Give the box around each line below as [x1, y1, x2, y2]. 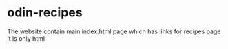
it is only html [7, 34, 45, 42]
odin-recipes [7, 5, 83, 20]
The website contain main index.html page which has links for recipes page [7, 27, 221, 35]
